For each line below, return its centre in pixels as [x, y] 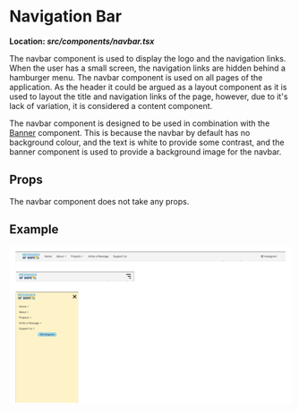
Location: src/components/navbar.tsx [82, 41]
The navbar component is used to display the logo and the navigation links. [148, 58]
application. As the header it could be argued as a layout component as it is [148, 87]
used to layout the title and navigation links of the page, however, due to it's [149, 96]
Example [34, 230]
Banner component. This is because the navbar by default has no [130, 132]
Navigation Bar [66, 17]
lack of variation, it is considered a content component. [111, 105]
